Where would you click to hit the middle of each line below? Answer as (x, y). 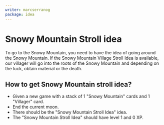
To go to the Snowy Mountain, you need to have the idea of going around (80, 53)
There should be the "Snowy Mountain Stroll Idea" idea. (70, 112)
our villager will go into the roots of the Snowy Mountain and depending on (82, 63)
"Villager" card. (28, 102)
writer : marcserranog (28, 10)
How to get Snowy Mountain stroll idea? (68, 84)
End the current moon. (35, 107)
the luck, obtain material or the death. (44, 69)
